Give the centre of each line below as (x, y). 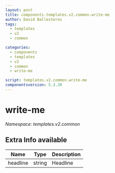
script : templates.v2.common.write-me (46, 80)
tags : (11, 24)
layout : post (19, 10)
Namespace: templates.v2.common (43, 124)
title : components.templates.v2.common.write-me (58, 15)
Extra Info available (36, 140)
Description (66, 154)
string (40, 163)
